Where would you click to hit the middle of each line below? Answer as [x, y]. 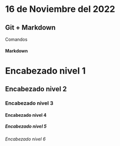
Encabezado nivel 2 [36, 89]
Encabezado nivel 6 [26, 139]
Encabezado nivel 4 [26, 115]
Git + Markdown [30, 28]
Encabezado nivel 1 [45, 71]
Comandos [16, 39]
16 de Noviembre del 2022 [60, 9]
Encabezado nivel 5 [26, 126]
